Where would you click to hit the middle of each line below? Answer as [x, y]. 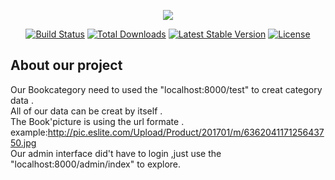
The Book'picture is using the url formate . [97, 121]
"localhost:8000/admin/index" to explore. [96, 164]
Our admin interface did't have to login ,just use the [116, 153]
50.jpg [23, 142]
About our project [66, 65]
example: [29, 132]
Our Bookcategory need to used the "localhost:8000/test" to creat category [166, 89]
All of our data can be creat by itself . [86, 111]
